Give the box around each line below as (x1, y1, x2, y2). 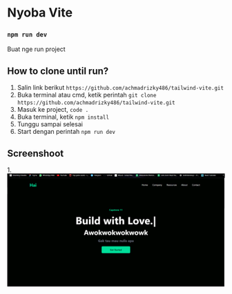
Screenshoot (7, 147, 64, 159)
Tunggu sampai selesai (17, 120, 83, 128)
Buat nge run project (7, 45, 66, 53)
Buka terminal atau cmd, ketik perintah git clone (17, 91, 157, 99)
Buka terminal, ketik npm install (17, 112, 109, 121)
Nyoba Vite (7, 5, 73, 21)
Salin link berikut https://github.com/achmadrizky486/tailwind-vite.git (17, 84, 224, 92)
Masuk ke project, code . (17, 106, 89, 114)
